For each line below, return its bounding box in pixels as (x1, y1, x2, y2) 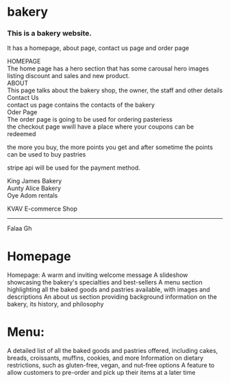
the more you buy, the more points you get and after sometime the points (7, 143, 214, 151)
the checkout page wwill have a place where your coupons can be (7, 122, 194, 131)
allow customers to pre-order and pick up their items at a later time (7, 369, 196, 377)
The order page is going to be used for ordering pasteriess (7, 116, 173, 124)
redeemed (7, 130, 36, 138)
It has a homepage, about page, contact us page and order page (7, 44, 190, 52)
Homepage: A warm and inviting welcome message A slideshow (7, 271, 188, 279)
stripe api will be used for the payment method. (7, 163, 140, 172)
